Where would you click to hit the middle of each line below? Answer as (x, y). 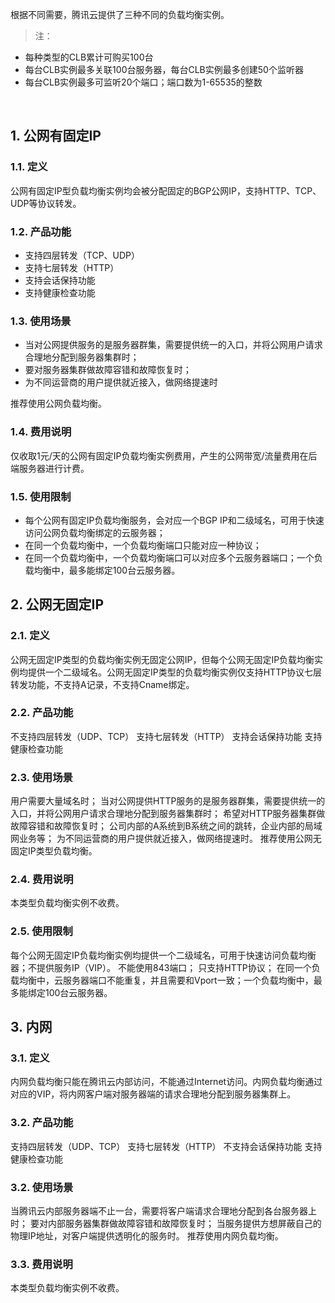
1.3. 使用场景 (41, 321)
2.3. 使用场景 (41, 777)
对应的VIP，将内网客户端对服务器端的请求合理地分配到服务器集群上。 (153, 1094)
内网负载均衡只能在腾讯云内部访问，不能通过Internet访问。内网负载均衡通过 (166, 1082)
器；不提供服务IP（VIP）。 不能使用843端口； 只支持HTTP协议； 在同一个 (161, 967)
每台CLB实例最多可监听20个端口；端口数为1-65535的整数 (143, 82)
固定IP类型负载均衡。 (54, 851)
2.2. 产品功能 (42, 713)
